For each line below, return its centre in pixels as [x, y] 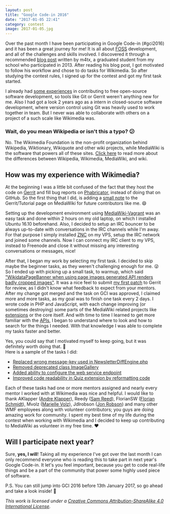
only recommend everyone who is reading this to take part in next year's [81, 459]
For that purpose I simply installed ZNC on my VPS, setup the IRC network [83, 235]
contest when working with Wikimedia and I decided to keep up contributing [85, 420]
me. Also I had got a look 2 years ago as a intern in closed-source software [84, 102]
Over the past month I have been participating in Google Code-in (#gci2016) [85, 43]
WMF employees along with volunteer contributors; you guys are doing [79, 410]
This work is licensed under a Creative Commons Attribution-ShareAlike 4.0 [84, 501]
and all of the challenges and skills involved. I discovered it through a [77, 55]
